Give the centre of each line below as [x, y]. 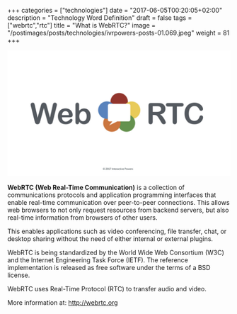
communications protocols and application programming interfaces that [112, 195]
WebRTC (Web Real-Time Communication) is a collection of [96, 187]
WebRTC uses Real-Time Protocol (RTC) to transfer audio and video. [107, 288]
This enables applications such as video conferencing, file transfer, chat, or [117, 231]
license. [19, 275]
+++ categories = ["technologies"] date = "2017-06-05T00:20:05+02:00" [115, 10]
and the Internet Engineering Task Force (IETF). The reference [98, 260]
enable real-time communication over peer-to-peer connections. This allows [118, 202]
